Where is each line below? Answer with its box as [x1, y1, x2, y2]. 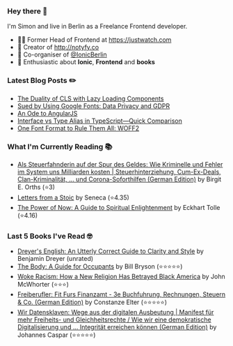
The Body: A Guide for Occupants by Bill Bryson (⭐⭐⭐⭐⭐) [17, 262, 183, 271]
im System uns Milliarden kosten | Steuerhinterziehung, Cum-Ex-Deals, [17, 167, 221, 176]
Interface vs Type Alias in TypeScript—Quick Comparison [17, 116, 182, 125]
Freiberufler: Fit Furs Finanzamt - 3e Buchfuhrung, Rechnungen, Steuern [17, 290, 226, 299]
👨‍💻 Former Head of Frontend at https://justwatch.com [17, 36, 172, 44]
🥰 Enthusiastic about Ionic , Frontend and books [17, 58, 155, 66]
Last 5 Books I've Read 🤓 [7, 231, 93, 241]
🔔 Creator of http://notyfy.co [17, 43, 99, 52]
